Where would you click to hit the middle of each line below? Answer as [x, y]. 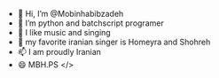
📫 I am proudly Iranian [59, 52]
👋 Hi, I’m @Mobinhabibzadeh [70, 14]
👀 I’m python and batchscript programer [90, 23]
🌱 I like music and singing [64, 32]
